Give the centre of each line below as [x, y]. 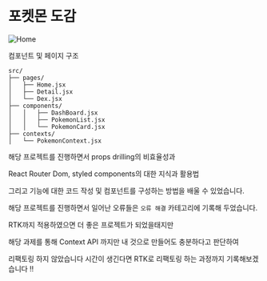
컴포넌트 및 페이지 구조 [44, 55]
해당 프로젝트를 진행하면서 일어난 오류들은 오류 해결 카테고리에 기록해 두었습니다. [133, 207]
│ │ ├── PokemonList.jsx [57, 120]
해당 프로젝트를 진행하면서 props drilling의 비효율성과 [92, 156]
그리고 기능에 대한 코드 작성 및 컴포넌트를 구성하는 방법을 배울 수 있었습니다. [127, 191]
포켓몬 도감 [42, 16]
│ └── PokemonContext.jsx [55, 141]
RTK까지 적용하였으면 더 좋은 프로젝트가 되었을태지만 [91, 224]
